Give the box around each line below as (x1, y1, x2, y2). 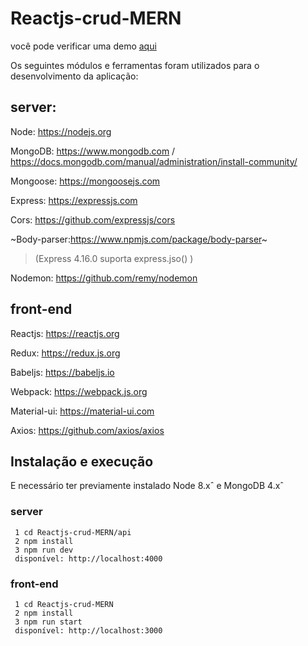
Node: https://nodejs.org (10, 125, 112, 137)
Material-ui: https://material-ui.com (10, 405, 155, 417)
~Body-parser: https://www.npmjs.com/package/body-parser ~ (10, 233, 268, 245)
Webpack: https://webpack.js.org (10, 385, 148, 397)
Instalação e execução (10, 453, 154, 470)
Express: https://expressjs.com (10, 194, 138, 206)
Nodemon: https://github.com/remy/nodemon (10, 272, 198, 284)
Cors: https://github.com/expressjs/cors (10, 213, 176, 226)
